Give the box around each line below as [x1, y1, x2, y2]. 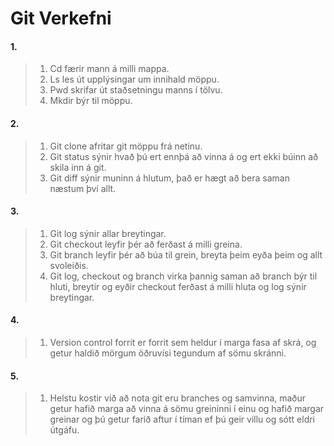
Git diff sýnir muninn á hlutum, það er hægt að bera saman [49, 172, 290, 184]
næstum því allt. [49, 182, 117, 194]
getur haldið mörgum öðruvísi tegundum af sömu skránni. [49, 347, 287, 359]
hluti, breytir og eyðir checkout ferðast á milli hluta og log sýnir [49, 280, 307, 292]
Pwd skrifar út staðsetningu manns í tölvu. [49, 84, 223, 96]
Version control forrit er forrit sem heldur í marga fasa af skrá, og [49, 337, 317, 348]
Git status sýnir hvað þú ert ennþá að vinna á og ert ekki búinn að [49, 150, 319, 162]
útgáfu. [49, 424, 80, 436]
